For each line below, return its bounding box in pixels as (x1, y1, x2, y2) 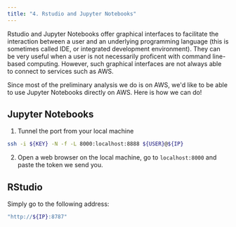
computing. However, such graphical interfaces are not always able (27, 59, 222, 67)
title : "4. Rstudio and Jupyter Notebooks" (7, 10, 137, 18)
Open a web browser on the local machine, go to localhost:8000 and (17, 153, 217, 162)
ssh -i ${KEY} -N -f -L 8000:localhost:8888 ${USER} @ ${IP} (7, 141, 184, 148)
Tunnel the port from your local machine (17, 127, 134, 136)
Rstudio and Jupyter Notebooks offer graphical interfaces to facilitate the (7, 30, 219, 38)
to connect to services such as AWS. (7, 67, 114, 75)
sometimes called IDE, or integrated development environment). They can (7, 44, 221, 53)
